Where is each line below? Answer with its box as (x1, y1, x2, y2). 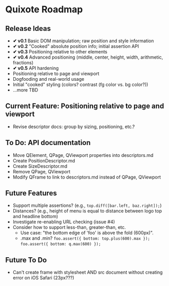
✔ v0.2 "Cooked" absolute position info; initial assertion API (12, 43, 139, 49)
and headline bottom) (12, 213, 58, 220)
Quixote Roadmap (5, 4, 83, 15)
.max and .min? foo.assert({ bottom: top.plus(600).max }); (20, 235, 150, 241)
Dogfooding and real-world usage (12, 76, 84, 82)
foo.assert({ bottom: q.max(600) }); (20, 242, 101, 247)
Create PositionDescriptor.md (12, 157, 75, 164)
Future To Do (5, 256, 47, 264)
